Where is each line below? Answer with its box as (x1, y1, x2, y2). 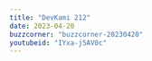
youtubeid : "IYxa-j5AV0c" (9, 38, 107, 48)
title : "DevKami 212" (9, 13, 91, 22)
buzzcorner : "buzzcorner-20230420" (9, 30, 144, 39)
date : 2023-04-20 (9, 22, 75, 30)
